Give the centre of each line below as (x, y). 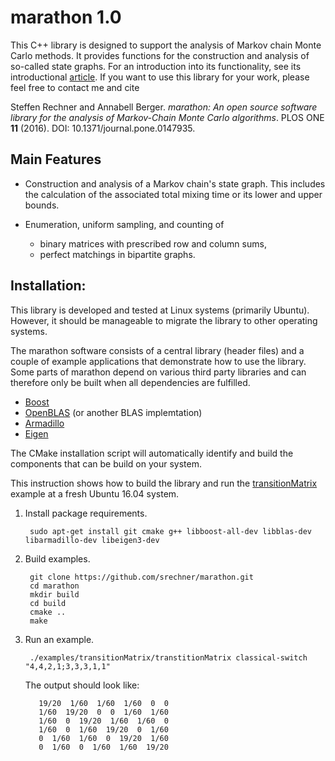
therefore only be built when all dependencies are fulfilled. (130, 382)
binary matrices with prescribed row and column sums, (153, 243)
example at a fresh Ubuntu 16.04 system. (95, 493)
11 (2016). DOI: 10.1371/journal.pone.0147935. (103, 128)
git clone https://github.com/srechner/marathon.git (141, 577)
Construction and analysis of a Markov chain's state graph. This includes (175, 183)
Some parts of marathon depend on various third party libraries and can (158, 372)
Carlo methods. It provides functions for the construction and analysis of (160, 55)
